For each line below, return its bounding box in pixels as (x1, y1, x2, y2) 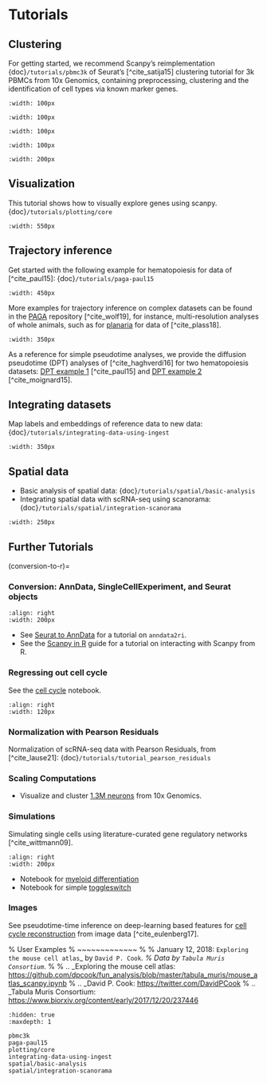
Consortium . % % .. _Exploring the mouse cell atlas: (8, 961, 176, 971)
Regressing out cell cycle (8, 667, 108, 678)
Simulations (8, 811, 56, 822)
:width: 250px (8, 518, 56, 526)
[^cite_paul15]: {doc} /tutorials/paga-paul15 (8, 273, 154, 283)
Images (8, 902, 38, 914)
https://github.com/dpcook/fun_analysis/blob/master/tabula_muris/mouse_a (8, 970, 258, 979)
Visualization (8, 177, 76, 191)
